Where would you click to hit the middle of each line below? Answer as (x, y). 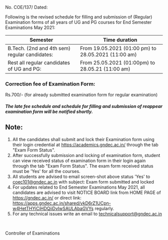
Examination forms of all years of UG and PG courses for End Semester (78, 22)
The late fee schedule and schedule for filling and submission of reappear (84, 106)
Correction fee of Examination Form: (50, 83)
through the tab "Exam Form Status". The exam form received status (83, 166)
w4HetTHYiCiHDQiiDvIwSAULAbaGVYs (53, 208)
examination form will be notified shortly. (49, 111)
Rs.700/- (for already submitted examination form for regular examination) (81, 95)
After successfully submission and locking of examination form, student (86, 155)
